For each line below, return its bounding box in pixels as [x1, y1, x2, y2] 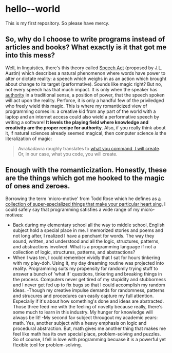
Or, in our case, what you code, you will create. [17, 151, 118, 157]
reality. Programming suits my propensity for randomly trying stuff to [12, 265, 158, 271]
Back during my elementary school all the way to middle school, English [12, 222, 165, 228]
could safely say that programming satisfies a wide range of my [5, 206, 140, 212]
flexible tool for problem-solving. [12, 342, 82, 348]
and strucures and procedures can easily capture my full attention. [12, 292, 154, 299]
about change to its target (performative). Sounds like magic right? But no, [5, 81, 163, 87]
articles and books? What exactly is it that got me [5, 43, 167, 52]
